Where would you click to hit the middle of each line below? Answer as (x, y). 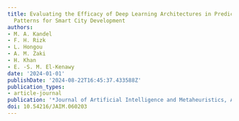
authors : (20, 27)
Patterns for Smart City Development (70, 21)
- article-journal (34, 93)
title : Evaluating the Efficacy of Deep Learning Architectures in (110, 14)
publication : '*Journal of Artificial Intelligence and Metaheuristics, (117, 100)
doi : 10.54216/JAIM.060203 (47, 107)
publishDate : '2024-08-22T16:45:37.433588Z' (74, 80)
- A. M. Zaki (27, 54)
